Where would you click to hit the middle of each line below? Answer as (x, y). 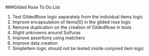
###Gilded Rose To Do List (33, 7)
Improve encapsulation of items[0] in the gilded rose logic (72, 22)
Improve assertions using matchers (49, 38)
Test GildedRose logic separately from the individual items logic (77, 17)
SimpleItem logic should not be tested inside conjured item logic (78, 48)
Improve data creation (35, 43)
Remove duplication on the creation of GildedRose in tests (72, 27)
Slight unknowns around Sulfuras (46, 32)
